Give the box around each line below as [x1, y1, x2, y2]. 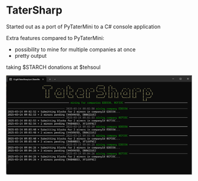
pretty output [14, 52, 47, 59]
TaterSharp [6, 4, 63, 17]
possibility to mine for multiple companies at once [14, 45, 136, 53]
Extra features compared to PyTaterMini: [6, 34, 105, 41]
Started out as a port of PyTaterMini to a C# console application [6, 23, 161, 30]
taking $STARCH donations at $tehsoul [6, 63, 101, 71]
